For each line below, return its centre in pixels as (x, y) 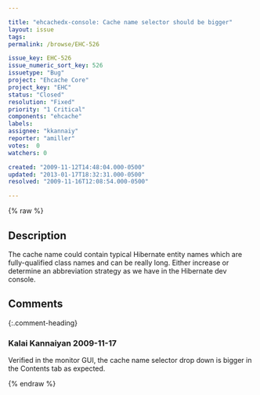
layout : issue (31, 29)
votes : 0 (24, 146)
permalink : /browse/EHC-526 (54, 44)
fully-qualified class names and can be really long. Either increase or (119, 263)
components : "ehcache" (45, 117)
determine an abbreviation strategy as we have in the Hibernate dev (117, 270)
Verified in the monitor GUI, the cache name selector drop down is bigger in (130, 361)
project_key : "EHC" (40, 87)
